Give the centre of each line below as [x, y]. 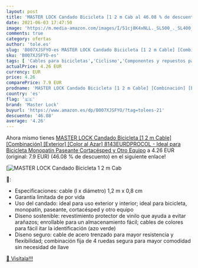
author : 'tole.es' [29, 45]
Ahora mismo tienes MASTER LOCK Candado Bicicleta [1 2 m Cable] [89, 138]
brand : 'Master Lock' [33, 105]
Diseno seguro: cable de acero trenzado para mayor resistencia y [94, 235]
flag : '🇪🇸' [21, 99]
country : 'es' [24, 94]
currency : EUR [24, 72]
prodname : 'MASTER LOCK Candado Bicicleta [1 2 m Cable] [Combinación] [96, 88]
